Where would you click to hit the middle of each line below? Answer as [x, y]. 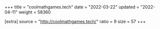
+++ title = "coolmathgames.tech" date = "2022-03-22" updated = [72, 7]
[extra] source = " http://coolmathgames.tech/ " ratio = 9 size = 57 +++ [75, 22]
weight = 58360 [35, 12]
